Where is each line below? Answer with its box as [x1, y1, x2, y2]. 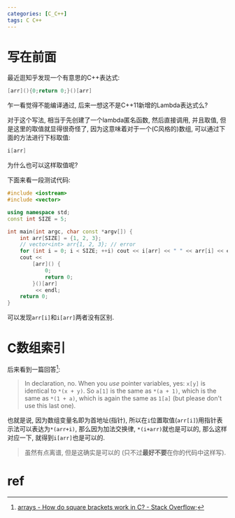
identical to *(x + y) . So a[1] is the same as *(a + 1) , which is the [24, 386, 217, 395]
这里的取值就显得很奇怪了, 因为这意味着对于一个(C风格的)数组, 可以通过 [13, 125, 220, 133]
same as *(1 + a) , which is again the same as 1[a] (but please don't [24, 393, 222, 402]
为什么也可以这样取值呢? [7, 161, 78, 169]
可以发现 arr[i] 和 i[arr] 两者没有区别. [7, 313, 114, 322]
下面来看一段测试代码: [7, 176, 71, 184]
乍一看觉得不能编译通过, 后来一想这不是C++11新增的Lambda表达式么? [7, 101, 208, 109]
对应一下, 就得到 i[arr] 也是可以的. [7, 433, 105, 442]
